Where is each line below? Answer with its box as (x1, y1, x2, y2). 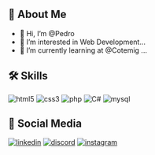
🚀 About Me (8, 8, 67, 21)
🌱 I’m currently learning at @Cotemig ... (19, 45, 148, 55)
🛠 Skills (8, 69, 49, 83)
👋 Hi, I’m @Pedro (19, 28, 75, 38)
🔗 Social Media (8, 117, 83, 131)
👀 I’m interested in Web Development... (19, 37, 146, 46)
